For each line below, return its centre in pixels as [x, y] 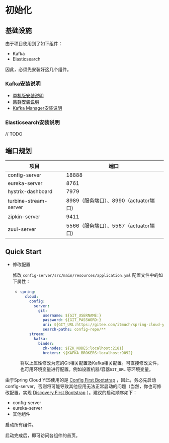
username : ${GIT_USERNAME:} [72, 315]
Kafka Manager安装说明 [37, 108]
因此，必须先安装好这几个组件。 [38, 69]
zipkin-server [24, 217]
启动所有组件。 [21, 425]
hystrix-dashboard [30, 192]
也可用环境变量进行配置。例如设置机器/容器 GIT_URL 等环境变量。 [87, 369]
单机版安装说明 [28, 96]
